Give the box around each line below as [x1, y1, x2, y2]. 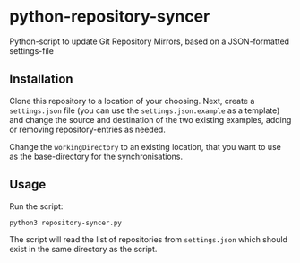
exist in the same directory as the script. [9, 244, 158, 255]
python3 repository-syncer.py [9, 218, 123, 227]
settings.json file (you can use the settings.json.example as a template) [9, 105, 280, 116]
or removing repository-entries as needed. [9, 124, 166, 135]
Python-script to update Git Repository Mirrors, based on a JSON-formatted [9, 36, 289, 47]
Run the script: [9, 200, 64, 212]
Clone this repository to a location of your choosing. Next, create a [9, 95, 255, 106]
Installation [9, 72, 73, 87]
